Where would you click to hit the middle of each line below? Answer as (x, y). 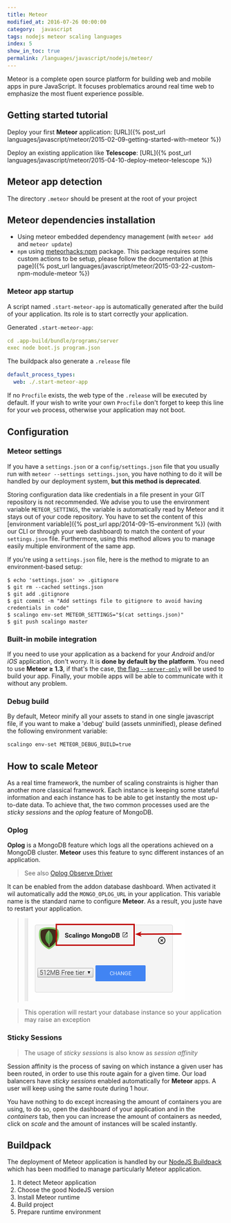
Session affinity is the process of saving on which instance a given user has (115, 1066)
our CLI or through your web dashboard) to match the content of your (106, 531)
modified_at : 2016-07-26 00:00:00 (57, 22)
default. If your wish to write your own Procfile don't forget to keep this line (115, 403)
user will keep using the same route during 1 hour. (78, 1088)
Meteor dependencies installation (81, 220)
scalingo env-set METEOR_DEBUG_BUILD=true (69, 745)
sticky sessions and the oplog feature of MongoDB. (80, 812)
